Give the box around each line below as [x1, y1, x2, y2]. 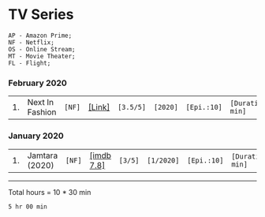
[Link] [88, 102, 110, 113]
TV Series [8, 6, 74, 24]
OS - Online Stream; [8, 45, 77, 53]
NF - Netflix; [8, 38, 55, 47]
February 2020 [8, 77, 67, 88]
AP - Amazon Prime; [8, 32, 73, 39]
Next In [27, 97, 54, 108]
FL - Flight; [8, 59, 51, 67]
